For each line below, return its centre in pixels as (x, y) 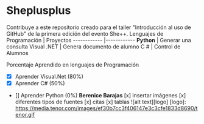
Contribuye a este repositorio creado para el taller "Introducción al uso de (99, 27)
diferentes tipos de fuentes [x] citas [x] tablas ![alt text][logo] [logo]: (100, 102)
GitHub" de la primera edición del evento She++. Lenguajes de (85, 33)
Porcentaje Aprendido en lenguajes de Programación (73, 65)
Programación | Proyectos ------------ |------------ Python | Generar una (99, 40)
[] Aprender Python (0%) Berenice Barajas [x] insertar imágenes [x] (100, 96)
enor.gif (25, 115)
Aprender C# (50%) (40, 83)
